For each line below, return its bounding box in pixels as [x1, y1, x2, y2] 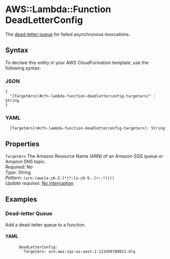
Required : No [5, 164, 33, 170]
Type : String [5, 169, 31, 176]
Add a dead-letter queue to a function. [5, 221, 86, 227]
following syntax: [5, 65, 41, 71]
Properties [5, 139, 40, 148]
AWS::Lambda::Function [5, 4, 111, 15]
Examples [5, 195, 37, 204]
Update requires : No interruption [5, 180, 74, 186]
